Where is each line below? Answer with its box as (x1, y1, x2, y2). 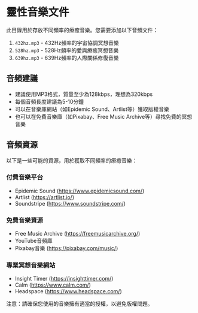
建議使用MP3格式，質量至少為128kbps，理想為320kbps (14, 91, 153, 98)
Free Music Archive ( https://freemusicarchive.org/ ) (14, 230, 141, 237)
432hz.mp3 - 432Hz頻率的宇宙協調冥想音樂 (14, 39, 119, 46)
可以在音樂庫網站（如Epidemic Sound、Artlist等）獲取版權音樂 (14, 106, 169, 113)
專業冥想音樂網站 (6, 261, 56, 270)
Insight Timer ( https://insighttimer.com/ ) (14, 275, 114, 282)
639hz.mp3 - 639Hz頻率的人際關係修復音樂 (14, 54, 119, 61)
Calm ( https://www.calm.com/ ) (14, 281, 91, 288)
